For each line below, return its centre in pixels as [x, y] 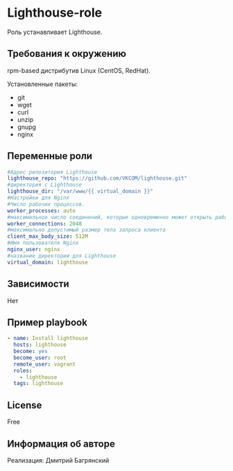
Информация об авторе [61, 444]
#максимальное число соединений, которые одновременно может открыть [110, 217]
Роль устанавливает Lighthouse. [55, 32]
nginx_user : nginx [34, 250]
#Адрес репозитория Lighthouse [52, 172]
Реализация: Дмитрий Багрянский [58, 460]
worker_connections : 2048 [44, 223]
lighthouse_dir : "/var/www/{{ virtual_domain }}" [80, 191]
